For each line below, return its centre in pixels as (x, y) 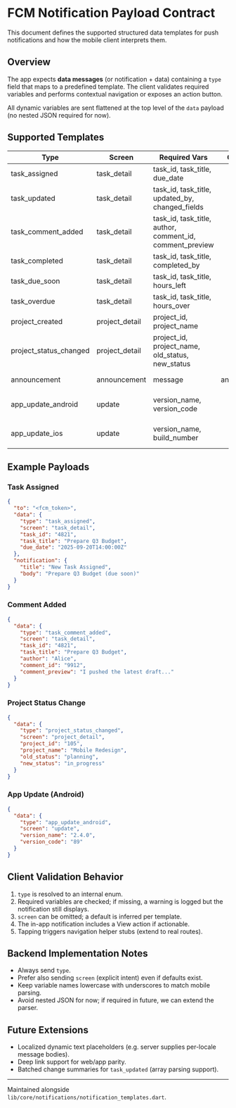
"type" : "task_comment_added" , (66, 633)
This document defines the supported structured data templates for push (113, 32)
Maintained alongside (39, 1090)
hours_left (170, 285)
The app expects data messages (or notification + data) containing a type (114, 79)
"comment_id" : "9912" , (53, 665)
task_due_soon (35, 281)
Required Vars (184, 157)
